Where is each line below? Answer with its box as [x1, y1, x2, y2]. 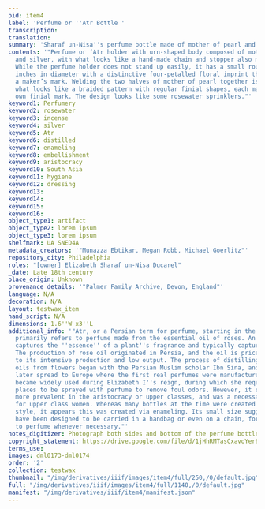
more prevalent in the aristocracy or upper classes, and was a [15, 393, 231, 401]
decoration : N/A [8, 298, 62, 305]
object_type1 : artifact [8, 217, 87, 225]
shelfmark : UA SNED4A [8, 239, 80, 247]
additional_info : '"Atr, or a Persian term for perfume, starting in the [8, 327, 256, 335]
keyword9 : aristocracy [8, 159, 83, 167]
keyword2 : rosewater [8, 107, 77, 115]
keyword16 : [8, 210, 44, 218]
